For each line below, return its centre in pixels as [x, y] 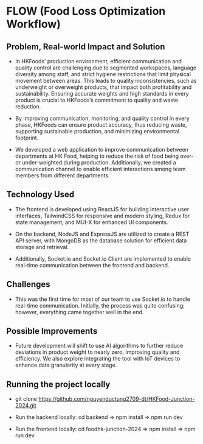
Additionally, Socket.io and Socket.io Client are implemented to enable [103, 259]
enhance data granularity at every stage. [66, 365]
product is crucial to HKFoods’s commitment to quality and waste [96, 100]
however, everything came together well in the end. [79, 312]
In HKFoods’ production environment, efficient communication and [98, 61]
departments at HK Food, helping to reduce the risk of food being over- [104, 156]
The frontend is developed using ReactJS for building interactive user [102, 209]
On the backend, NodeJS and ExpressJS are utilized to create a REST [102, 234]
